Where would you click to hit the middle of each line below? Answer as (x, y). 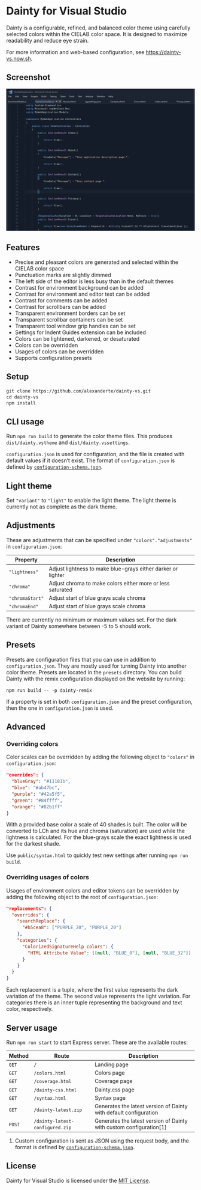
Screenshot (28, 77)
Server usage (32, 1028)
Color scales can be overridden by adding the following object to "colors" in (100, 757)
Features (23, 248)
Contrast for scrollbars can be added (60, 307)
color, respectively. (30, 1009)
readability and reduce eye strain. (48, 40)
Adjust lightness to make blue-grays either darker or (113, 569)
